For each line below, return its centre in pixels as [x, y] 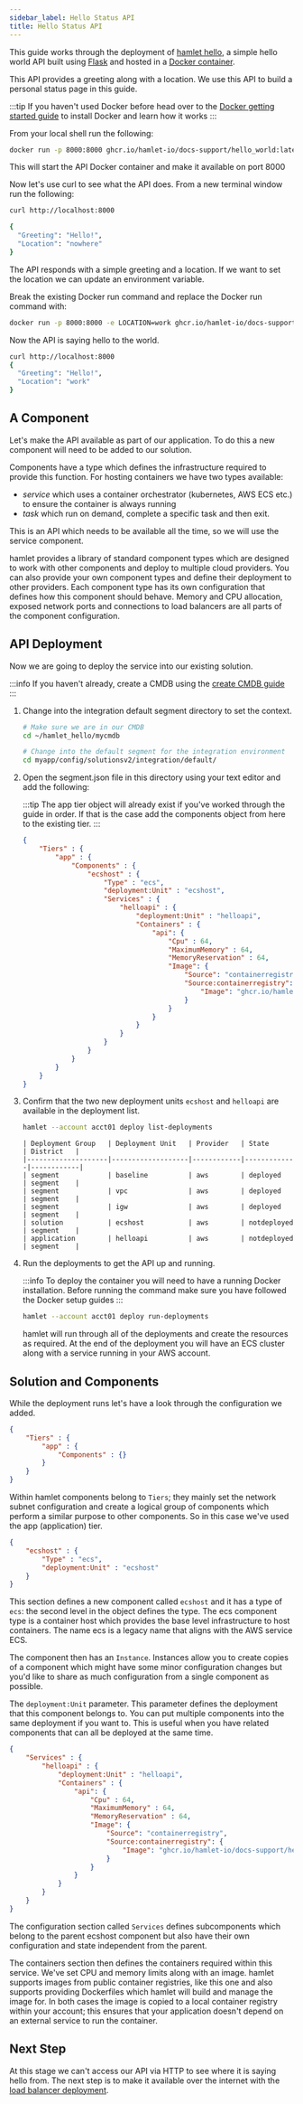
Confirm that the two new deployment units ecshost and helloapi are [151, 1101]
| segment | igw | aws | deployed [151, 1207]
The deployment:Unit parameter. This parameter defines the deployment [143, 1704]
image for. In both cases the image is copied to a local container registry [143, 2001]
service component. [46, 540]
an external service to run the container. [83, 2020]
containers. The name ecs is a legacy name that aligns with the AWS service [151, 1630]
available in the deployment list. [81, 1111]
